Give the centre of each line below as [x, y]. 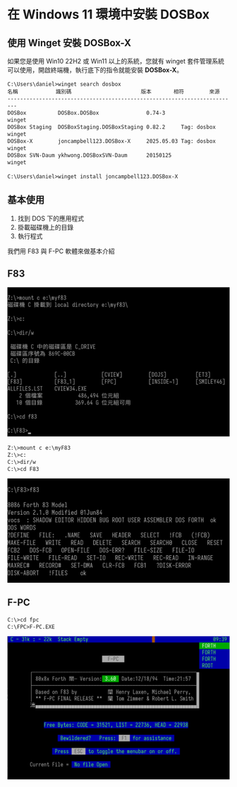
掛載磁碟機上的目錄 [45, 227]
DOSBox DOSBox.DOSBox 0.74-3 [86, 113]
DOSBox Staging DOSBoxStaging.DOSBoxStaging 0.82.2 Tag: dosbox [112, 127]
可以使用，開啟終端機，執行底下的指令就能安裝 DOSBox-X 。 [95, 70]
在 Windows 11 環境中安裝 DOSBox [109, 14]
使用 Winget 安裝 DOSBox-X [69, 43]
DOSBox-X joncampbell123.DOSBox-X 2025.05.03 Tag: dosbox [112, 141]
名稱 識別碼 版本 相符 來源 [114, 92]
